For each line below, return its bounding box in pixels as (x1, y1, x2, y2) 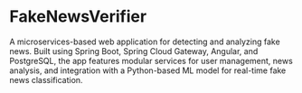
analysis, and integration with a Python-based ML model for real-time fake (9, 65, 287, 76)
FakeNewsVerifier (9, 6, 147, 27)
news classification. (9, 74, 83, 85)
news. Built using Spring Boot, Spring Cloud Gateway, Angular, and (9, 45, 259, 56)
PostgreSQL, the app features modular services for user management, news (9, 55, 294, 66)
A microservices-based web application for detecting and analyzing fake (9, 36, 280, 47)
